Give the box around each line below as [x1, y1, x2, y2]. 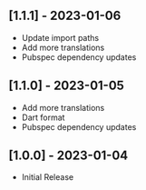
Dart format [21, 112, 65, 123]
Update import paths [21, 32, 100, 43]
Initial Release [21, 172, 74, 183]
